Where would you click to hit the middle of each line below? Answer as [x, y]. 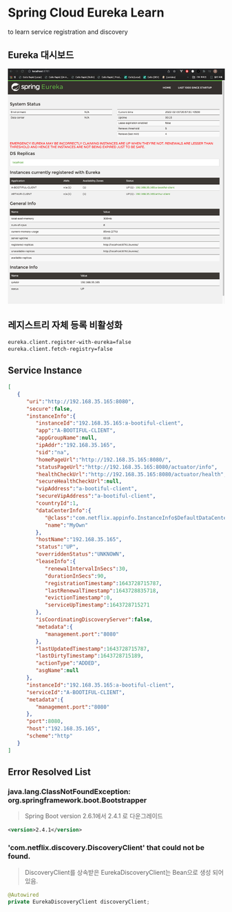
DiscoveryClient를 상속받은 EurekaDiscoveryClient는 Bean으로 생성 [118, 872]
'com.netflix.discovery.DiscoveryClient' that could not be [106, 848]
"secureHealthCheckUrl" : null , [79, 482]
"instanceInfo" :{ [51, 416]
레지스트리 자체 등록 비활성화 [65, 325]
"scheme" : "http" [49, 736]
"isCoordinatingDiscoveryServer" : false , [94, 620]
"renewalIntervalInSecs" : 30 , [86, 569]
